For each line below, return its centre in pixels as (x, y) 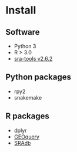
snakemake (28, 97)
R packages (27, 116)
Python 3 (25, 46)
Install (21, 10)
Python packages (38, 77)
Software (23, 32)
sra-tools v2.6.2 (33, 59)
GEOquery (26, 137)
